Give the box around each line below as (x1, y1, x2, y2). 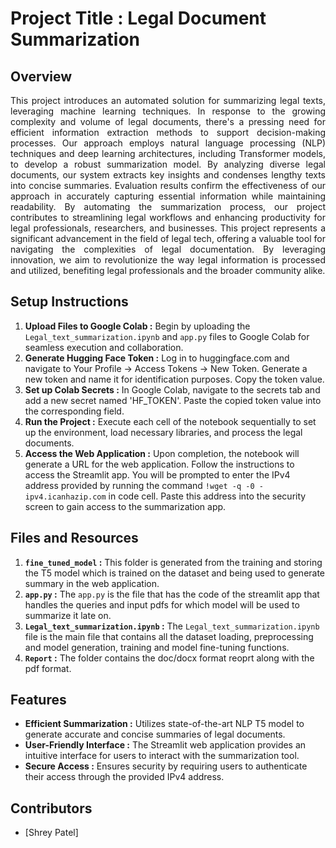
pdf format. (24, 662, 72, 674)
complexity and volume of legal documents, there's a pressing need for (10, 116, 326, 127)
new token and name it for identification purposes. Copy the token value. (24, 373, 325, 385)
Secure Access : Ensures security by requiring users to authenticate (24, 760, 308, 772)
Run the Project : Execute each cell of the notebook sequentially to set (24, 415, 317, 427)
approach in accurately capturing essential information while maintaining (10, 190, 326, 202)
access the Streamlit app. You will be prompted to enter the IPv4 (24, 468, 291, 481)
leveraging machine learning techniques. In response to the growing (10, 105, 326, 117)
